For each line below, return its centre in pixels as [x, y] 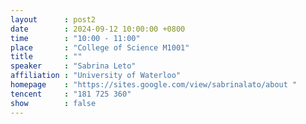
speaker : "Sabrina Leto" [73, 66]
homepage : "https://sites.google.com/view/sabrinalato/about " [154, 85]
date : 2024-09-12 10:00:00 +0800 [98, 29]
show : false [53, 103]
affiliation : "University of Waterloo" [96, 76]
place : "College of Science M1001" [100, 47]
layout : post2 [53, 19]
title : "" [46, 57]
